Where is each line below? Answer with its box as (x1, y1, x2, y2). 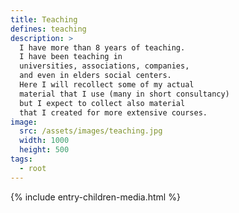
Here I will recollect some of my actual (19, 80, 195, 90)
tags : (10, 154, 33, 164)
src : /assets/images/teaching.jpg (19, 126, 163, 136)
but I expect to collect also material (19, 98, 186, 108)
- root (19, 163, 47, 173)
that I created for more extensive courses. (19, 107, 208, 118)
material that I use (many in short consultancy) (19, 89, 230, 99)
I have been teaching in (19, 52, 123, 62)
